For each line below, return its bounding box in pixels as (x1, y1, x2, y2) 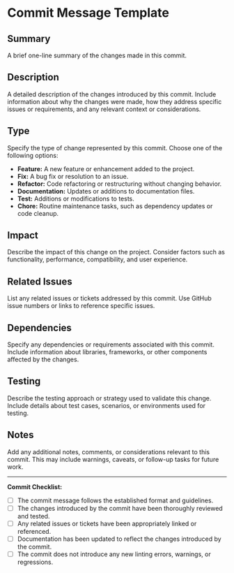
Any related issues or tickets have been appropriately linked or (17, 519, 197, 528)
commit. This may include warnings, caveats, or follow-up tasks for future (7, 455, 219, 463)
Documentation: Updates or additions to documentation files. (17, 187, 195, 195)
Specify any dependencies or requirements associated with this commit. (7, 340, 214, 349)
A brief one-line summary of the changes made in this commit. (7, 51, 187, 59)
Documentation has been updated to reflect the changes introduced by (17, 535, 221, 543)
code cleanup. (17, 209, 59, 217)
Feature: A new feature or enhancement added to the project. (17, 164, 195, 173)
